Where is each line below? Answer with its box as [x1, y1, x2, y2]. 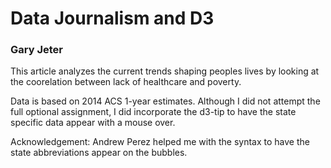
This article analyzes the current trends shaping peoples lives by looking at [10, 65, 320, 77]
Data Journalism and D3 [10, 7, 215, 30]
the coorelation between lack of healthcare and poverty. [10, 76, 242, 88]
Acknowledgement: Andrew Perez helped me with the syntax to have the [10, 136, 310, 148]
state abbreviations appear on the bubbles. [10, 147, 188, 159]
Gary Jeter [10, 43, 63, 57]
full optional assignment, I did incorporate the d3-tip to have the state [10, 106, 297, 118]
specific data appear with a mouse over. [10, 117, 176, 129]
